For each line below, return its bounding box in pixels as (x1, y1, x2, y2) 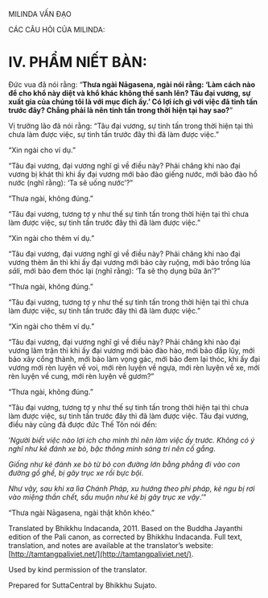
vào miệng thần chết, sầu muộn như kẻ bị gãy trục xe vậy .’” (8, 492, 207, 501)
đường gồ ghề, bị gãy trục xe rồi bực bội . (8, 467, 144, 477)
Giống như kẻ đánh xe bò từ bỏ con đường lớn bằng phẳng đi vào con (8, 459, 241, 469)
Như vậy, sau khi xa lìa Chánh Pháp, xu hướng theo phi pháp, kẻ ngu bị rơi (8, 484, 255, 493)
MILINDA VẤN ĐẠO (8, 10, 72, 19)
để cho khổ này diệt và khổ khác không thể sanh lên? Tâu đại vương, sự (8, 88, 251, 98)
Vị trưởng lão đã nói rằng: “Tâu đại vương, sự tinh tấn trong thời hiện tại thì (8, 121, 254, 131)
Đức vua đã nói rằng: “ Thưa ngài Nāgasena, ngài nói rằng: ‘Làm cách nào (8, 79, 256, 89)
